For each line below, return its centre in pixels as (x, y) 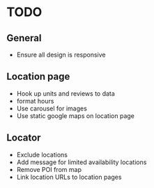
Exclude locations (42, 154)
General (24, 38)
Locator (24, 138)
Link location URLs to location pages (69, 177)
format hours (35, 101)
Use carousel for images (52, 108)
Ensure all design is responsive (61, 55)
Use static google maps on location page (76, 115)
